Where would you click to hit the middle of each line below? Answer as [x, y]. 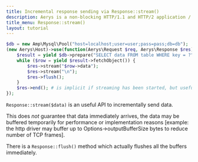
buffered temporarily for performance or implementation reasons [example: [98, 122]
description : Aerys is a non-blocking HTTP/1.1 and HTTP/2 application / [99, 17]
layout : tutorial [27, 28]
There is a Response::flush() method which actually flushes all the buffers [97, 146]
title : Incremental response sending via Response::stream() [83, 11]
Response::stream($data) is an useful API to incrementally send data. [90, 105]
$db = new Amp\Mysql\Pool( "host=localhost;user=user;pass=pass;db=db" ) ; [97, 44]
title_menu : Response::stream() [46, 22]
